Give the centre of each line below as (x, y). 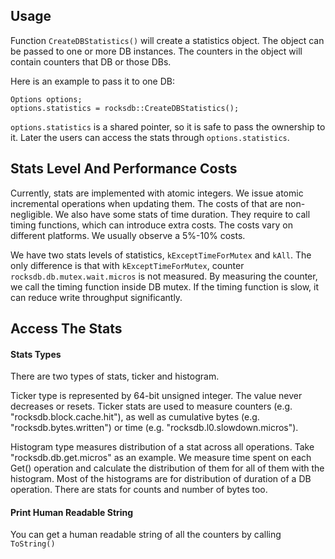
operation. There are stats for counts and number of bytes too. (139, 490)
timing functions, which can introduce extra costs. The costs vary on (151, 225)
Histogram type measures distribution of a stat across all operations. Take (162, 447)
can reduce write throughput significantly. (96, 297)
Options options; (46, 99)
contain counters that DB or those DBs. (91, 61)
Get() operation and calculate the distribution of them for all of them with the (167, 468)
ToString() (33, 544)
